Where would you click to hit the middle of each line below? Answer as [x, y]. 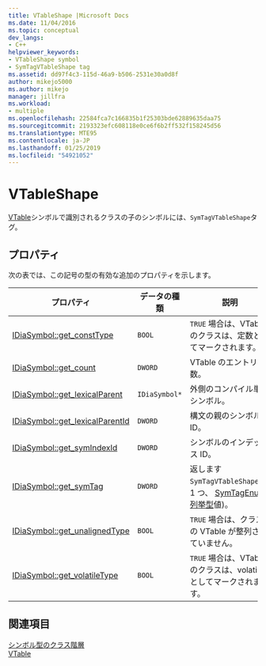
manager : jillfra [37, 96]
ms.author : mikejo [38, 89]
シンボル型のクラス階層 [46, 645]
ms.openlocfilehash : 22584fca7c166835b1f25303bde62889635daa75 [115, 119]
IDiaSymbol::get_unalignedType [71, 531]
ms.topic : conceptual [44, 30]
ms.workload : [30, 104]
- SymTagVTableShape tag [49, 67]
